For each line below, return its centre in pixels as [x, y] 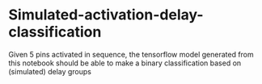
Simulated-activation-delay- [106, 15]
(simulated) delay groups [50, 71]
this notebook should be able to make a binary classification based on [125, 63]
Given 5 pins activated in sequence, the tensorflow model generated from [131, 54]
